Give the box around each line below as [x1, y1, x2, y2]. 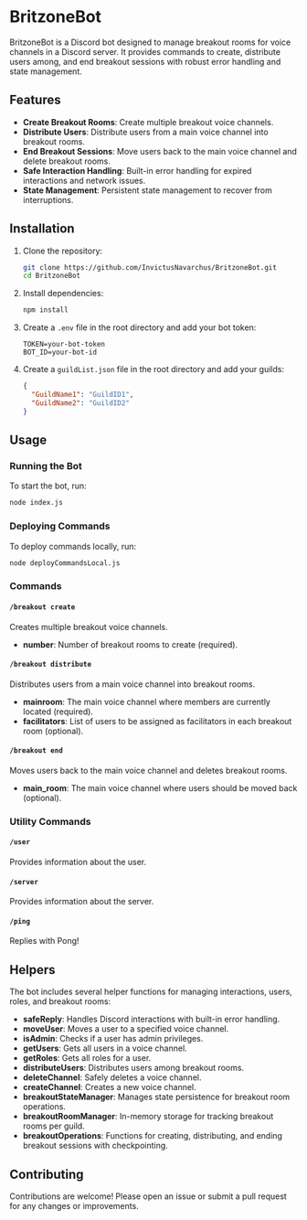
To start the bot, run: [9, 480, 87, 491]
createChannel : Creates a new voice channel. [22, 1082, 196, 1093]
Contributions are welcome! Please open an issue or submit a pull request [9, 1191, 288, 1202]
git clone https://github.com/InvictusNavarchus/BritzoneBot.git [22, 262, 277, 272]
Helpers [9, 962, 56, 978]
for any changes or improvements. [9, 1201, 139, 1212]
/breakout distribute [9, 660, 92, 669]
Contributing [9, 1166, 84, 1182]
